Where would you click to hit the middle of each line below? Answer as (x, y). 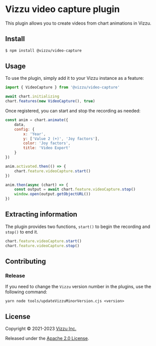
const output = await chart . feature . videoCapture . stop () (75, 189)
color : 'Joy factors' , (47, 143)
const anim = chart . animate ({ (37, 120)
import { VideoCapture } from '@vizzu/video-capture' (63, 87)
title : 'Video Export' (47, 148)
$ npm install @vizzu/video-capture (43, 50)
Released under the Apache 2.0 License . (47, 338)
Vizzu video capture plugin (62, 9)
